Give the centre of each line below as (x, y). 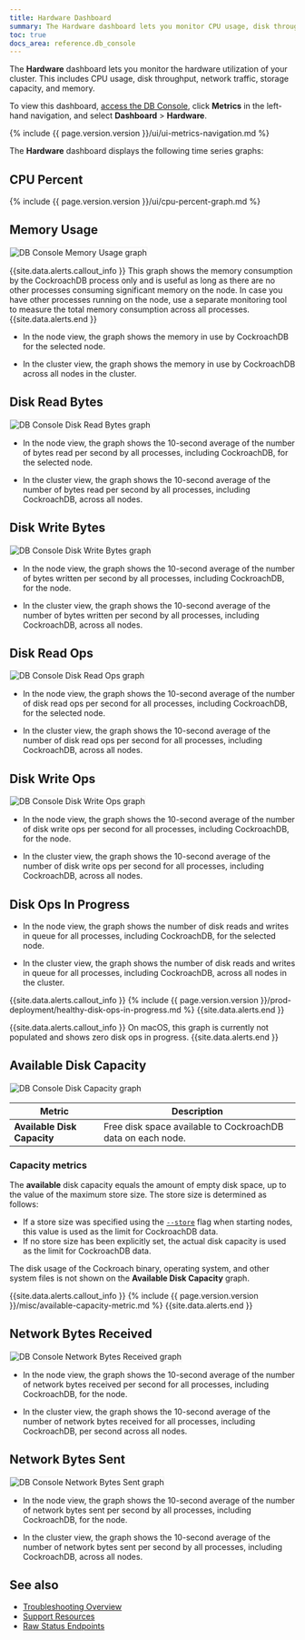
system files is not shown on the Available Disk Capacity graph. (129, 1278)
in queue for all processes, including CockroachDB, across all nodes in (155, 972)
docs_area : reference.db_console (73, 43)
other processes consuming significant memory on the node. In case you (146, 290)
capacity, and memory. (52, 88)
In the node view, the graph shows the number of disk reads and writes (155, 926)
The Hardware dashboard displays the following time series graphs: (137, 151)
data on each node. (145, 1138)
